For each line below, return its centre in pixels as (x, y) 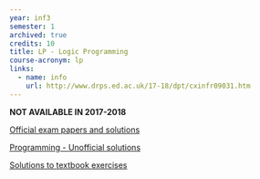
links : (22, 69)
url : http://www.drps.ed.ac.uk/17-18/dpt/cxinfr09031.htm (138, 86)
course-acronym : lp (47, 60)
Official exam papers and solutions (75, 130)
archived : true (38, 35)
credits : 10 (32, 43)
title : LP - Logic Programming (69, 52)
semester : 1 (32, 26)
